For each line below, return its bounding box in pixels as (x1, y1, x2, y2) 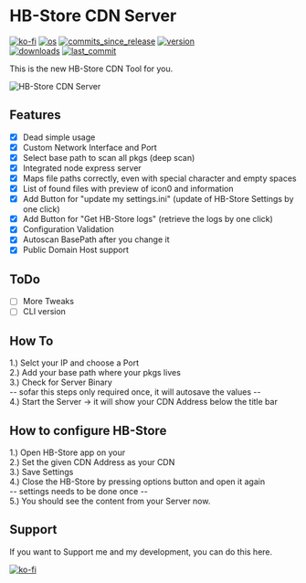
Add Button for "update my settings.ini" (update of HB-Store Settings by (22, 194, 294, 205)
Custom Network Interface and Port (22, 142, 157, 153)
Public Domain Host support (22, 244, 130, 256)
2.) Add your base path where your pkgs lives (9, 367, 181, 378)
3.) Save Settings (9, 467, 74, 477)
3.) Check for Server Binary (9, 376, 112, 388)
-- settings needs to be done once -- (9, 486, 149, 496)
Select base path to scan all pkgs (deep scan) (22, 152, 195, 163)
